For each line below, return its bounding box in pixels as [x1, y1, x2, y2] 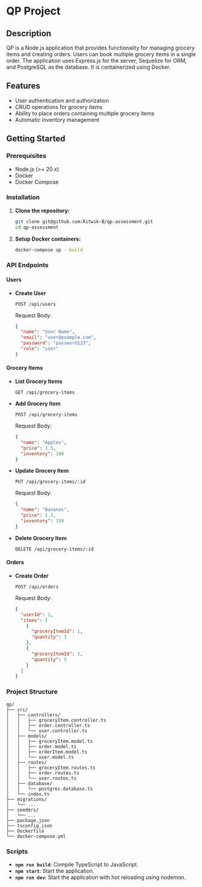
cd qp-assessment [14, 224, 59, 230]
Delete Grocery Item [14, 534, 67, 541]
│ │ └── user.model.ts [6, 754, 74, 760]
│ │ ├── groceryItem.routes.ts [6, 765, 96, 771]
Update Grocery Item [14, 467, 69, 475]
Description [6, 28, 51, 39]
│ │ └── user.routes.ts [6, 775, 77, 781]
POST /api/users [14, 301, 56, 307]
